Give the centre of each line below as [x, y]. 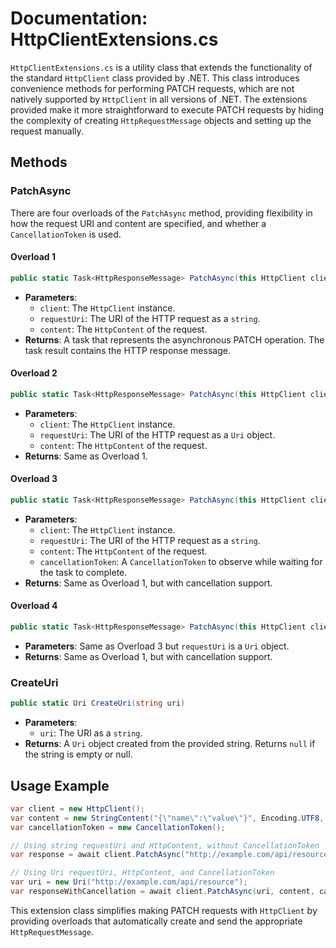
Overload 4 [34, 606]
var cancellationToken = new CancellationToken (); [118, 827]
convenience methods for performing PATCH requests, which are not [152, 88]
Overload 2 [34, 373]
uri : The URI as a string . [91, 733]
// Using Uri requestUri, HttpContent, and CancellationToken [142, 873]
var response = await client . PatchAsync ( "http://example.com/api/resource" [171, 855]
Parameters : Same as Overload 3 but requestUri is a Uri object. [157, 646]
